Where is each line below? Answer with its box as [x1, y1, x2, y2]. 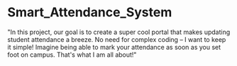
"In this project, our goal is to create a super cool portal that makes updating [7, 28, 231, 36]
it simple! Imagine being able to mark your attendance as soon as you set [7, 43, 221, 51]
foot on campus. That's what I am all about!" [7, 50, 137, 59]
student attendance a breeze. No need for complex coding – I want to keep [7, 35, 226, 43]
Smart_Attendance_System [7, 4, 172, 21]
